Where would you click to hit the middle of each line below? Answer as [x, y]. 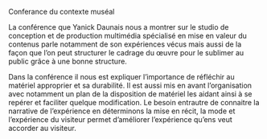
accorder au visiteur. [42, 128]
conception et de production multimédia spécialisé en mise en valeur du [128, 36]
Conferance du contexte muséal [62, 12]
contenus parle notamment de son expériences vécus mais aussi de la [125, 44]
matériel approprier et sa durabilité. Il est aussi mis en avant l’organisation [130, 85]
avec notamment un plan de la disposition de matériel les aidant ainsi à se [130, 94]
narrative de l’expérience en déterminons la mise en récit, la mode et [122, 111]
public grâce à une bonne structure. [68, 61]
